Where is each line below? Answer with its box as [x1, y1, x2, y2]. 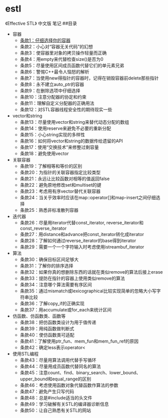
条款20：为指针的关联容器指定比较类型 [20, 169, 101, 175]
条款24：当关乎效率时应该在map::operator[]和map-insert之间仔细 [20, 194, 156, 200]
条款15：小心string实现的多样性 [20, 131, 86, 137]
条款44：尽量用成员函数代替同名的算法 [20, 363, 101, 369]
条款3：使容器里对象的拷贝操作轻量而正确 [20, 50, 107, 56]
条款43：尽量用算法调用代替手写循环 [20, 357, 97, 363]
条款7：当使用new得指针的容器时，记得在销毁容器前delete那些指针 [20, 75, 159, 81]
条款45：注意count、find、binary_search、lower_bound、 [20, 369, 141, 375]
